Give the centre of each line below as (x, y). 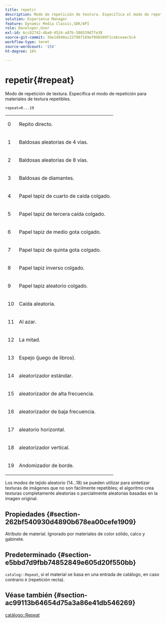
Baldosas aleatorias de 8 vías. (54, 160)
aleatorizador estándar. (46, 376)
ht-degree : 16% (21, 51)
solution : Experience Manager (36, 19)
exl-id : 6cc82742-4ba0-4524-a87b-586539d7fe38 (54, 33)
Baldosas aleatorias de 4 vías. (54, 142)
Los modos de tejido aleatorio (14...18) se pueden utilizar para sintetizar (78, 483)
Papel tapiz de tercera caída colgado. (62, 214)
